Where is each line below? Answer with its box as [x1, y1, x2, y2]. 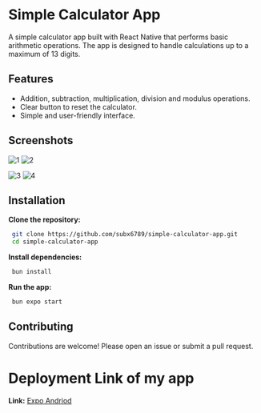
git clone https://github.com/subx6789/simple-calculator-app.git [11, 231, 239, 239]
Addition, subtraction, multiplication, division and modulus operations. [19, 94, 251, 103]
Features [8, 72, 54, 86]
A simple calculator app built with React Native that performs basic [8, 32, 229, 42]
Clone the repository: [8, 215, 81, 225]
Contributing [8, 320, 74, 334]
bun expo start [11, 298, 62, 306]
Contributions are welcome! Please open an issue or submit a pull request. [8, 341, 254, 351]
